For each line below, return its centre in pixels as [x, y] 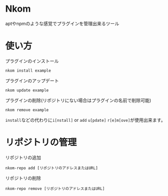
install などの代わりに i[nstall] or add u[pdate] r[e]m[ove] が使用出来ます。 [85, 120]
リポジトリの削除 [23, 178]
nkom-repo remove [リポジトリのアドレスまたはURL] [55, 188]
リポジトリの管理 [41, 142]
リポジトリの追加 [23, 157]
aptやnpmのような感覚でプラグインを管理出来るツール [62, 23]
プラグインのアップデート [32, 80]
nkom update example [27, 90]
